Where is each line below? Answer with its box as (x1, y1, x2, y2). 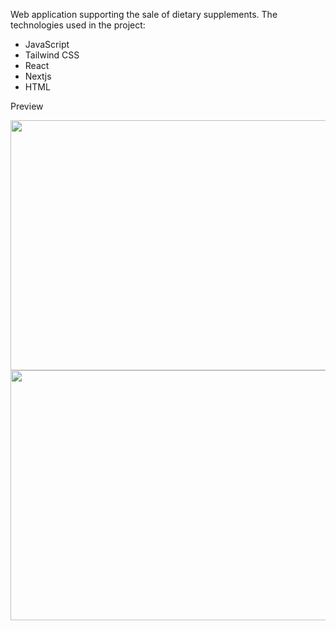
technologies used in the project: (10, 19, 146, 31)
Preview (10, 100, 44, 112)
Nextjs (24, 70, 52, 82)
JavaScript (24, 39, 70, 50)
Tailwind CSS (24, 49, 80, 61)
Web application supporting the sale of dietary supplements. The (10, 9, 278, 20)
